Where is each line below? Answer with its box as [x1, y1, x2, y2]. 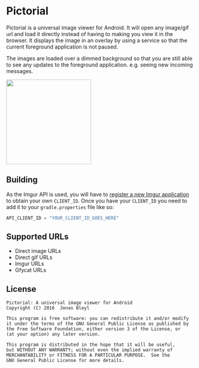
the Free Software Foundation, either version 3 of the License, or [6, 326, 181, 332]
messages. [6, 67, 34, 74]
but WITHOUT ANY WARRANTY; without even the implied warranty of [6, 347, 173, 353]
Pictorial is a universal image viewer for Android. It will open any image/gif [6, 24, 189, 31]
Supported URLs [6, 232, 69, 242]
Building [6, 175, 38, 185]
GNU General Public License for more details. [6, 358, 125, 364]
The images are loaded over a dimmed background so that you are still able [6, 55, 193, 62]
